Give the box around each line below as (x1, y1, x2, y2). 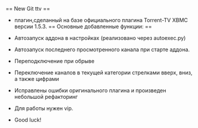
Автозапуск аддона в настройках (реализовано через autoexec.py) (14, 35, 186, 41)
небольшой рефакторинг (14, 93, 78, 100)
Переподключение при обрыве (14, 58, 95, 64)
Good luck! (14, 116, 41, 123)
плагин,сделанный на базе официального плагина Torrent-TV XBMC (14, 17, 188, 23)
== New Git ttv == (5, 5, 50, 12)
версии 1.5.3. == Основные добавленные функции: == (14, 23, 153, 30)
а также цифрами (14, 76, 59, 82)
